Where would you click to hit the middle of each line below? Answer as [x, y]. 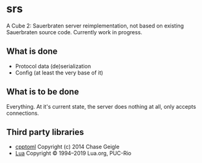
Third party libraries [45, 132]
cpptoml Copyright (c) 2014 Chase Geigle [67, 147]
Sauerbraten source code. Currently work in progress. [74, 32]
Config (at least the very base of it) [59, 73]
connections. [23, 113]
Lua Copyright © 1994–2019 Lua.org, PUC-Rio [73, 153]
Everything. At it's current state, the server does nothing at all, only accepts [101, 106]
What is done [32, 52]
